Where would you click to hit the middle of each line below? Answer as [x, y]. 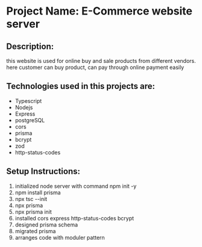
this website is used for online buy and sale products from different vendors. [101, 61]
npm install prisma [38, 193]
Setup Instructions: [43, 172]
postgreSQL [30, 120]
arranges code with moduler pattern [60, 237]
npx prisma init [33, 212]
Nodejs [24, 107]
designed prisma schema [46, 225]
